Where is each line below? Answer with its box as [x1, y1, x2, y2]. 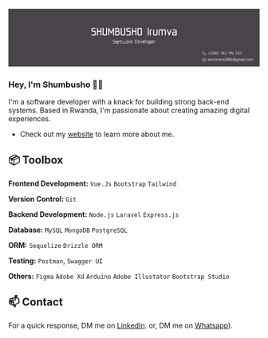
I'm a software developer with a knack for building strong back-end [8, 97, 230, 107]
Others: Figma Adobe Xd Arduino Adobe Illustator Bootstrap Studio [8, 271, 230, 281]
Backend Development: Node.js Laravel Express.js [8, 209, 179, 219]
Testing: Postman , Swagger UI [8, 256, 104, 265]
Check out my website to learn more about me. [19, 129, 175, 140]
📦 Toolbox [8, 153, 64, 167]
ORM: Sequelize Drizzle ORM [8, 240, 103, 250]
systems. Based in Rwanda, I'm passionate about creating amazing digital [8, 105, 250, 116]
